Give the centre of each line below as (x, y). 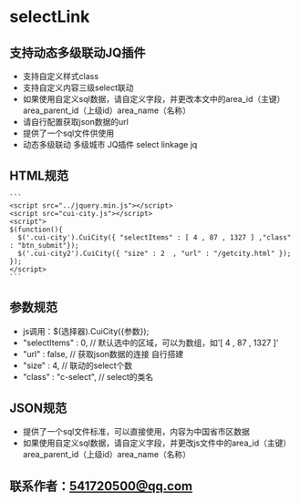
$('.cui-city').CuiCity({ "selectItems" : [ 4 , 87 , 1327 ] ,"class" (155, 237)
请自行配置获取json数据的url (76, 122)
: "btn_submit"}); (44, 245)
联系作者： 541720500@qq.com (101, 486)
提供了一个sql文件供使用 (68, 133)
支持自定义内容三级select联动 (78, 87)
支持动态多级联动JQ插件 (78, 52)
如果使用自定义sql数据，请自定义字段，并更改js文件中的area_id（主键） (157, 443)
